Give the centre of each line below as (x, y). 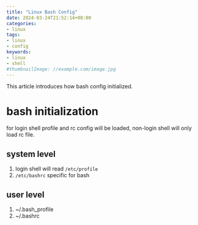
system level (31, 154)
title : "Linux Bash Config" (42, 12)
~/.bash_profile (34, 209)
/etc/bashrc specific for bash (52, 175)
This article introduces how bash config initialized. (70, 86)
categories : (21, 23)
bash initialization (53, 111)
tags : (13, 35)
